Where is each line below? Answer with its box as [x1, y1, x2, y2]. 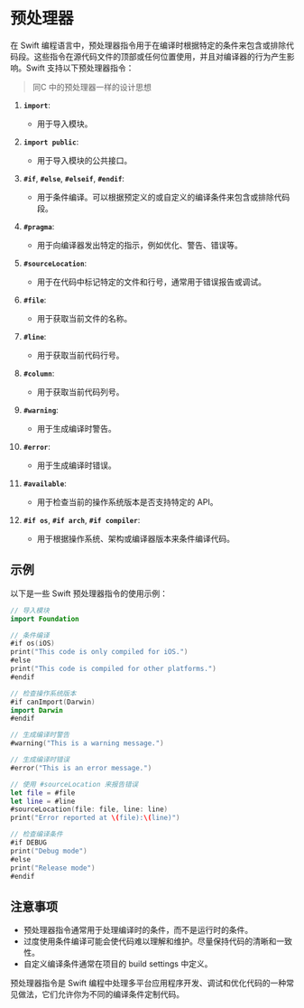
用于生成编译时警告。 [36, 423, 116, 434]
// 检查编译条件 [10, 830, 63, 839]
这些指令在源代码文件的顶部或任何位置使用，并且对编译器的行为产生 [33, 51, 287, 61]
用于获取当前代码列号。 [36, 386, 124, 397]
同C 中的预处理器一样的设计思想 [32, 81, 152, 92]
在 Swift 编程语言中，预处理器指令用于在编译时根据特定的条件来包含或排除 [10, 40, 287, 51]
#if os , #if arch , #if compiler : [23, 514, 141, 525]
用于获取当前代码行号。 [36, 350, 124, 360]
